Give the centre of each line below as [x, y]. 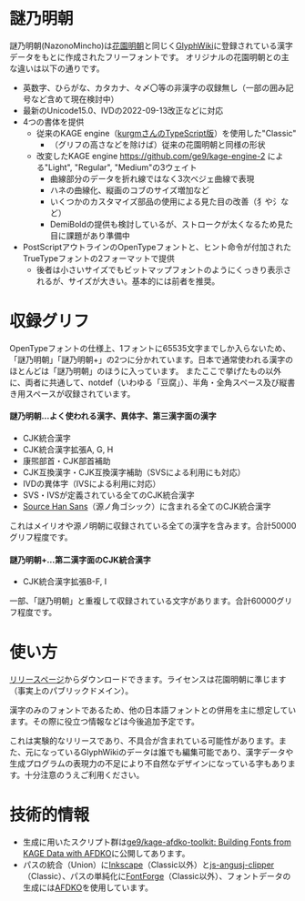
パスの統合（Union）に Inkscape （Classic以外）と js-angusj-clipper [148, 865]
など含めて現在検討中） [75, 99]
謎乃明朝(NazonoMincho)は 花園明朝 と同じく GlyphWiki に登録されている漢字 [151, 46]
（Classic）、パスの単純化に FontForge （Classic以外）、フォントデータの [157, 876]
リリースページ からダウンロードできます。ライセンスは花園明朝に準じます [148, 680]
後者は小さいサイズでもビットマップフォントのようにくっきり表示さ [163, 269]
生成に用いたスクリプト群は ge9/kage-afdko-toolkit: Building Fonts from [157, 842]
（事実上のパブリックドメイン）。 [71, 691]
